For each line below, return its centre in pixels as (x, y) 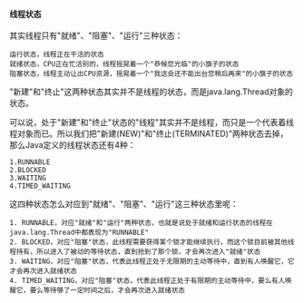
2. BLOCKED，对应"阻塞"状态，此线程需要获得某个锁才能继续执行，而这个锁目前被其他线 (152, 242)
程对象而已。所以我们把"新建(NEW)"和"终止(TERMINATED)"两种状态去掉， (149, 134)
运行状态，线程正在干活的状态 (57, 54)
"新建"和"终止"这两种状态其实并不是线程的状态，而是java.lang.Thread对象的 (151, 92)
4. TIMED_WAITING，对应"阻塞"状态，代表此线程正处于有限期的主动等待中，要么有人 (147, 281)
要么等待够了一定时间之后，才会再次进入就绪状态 (108, 290)
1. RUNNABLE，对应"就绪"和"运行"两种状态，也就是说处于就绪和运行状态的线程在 (142, 223)
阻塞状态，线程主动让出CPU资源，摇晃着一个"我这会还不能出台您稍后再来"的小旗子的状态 (151, 74)
